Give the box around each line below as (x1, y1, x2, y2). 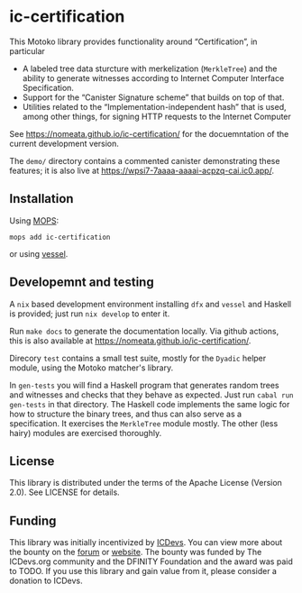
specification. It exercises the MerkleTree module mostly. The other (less (9, 417, 279, 429)
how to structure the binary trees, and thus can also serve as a (9, 408, 242, 419)
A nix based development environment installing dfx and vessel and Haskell (9, 298, 291, 309)
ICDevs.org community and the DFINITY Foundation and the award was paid (9, 556, 293, 567)
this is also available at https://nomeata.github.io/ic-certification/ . (9, 335, 252, 346)
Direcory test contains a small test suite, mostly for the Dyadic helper (9, 352, 267, 363)
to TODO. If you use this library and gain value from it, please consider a (9, 566, 278, 577)
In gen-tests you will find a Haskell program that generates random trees (9, 379, 279, 390)
